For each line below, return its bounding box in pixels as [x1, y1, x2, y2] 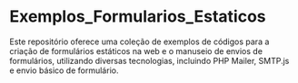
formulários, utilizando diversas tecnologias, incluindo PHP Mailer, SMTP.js [9, 55, 290, 66]
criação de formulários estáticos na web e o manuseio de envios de [9, 45, 263, 56]
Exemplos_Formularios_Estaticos [9, 6, 266, 27]
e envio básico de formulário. [9, 65, 119, 76]
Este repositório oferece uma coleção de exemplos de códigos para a [9, 36, 270, 47]
